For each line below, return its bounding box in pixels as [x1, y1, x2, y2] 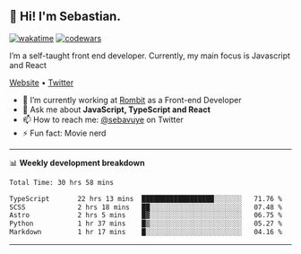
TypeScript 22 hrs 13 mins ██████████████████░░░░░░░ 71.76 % [9, 194, 282, 203]
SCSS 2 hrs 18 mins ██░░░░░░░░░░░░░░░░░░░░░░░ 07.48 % [9, 203, 282, 212]
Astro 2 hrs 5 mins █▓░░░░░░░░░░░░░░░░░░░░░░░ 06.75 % [9, 211, 282, 220]
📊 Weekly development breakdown [9, 157, 145, 168]
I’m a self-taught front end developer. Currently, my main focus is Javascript [9, 50, 291, 61]
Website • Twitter [9, 77, 74, 88]
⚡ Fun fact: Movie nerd [21, 127, 107, 138]
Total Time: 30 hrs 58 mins [9, 178, 115, 187]
